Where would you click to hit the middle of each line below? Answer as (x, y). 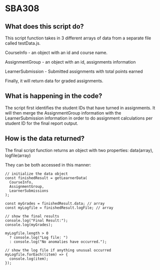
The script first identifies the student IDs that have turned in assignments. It (80, 108)
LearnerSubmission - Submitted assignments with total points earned (74, 71)
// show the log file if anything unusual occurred (58, 250)
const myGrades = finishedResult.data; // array (55, 203)
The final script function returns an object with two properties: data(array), (79, 150)
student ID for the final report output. (42, 123)
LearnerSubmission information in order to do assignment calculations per (79, 118)
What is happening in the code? (54, 96)
